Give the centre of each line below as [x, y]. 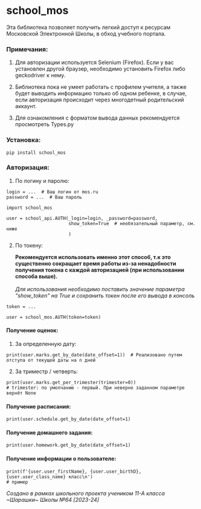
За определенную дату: [46, 344]
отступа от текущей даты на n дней [51, 360]
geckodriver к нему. [40, 75]
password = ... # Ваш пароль [44, 197]
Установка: [24, 140]
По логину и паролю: [42, 181]
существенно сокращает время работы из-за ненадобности [96, 263]
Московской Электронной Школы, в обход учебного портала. [86, 33]
